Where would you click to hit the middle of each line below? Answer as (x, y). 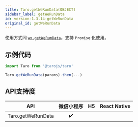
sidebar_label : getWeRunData (35, 14)
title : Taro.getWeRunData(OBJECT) (41, 10)
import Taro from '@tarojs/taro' (39, 66)
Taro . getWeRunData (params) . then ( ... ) (44, 75)
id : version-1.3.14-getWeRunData (39, 19)
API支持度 (20, 92)
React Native (115, 106)
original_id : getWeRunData (33, 23)
